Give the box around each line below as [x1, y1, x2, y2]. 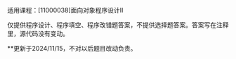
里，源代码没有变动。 [7, 30, 69, 37]
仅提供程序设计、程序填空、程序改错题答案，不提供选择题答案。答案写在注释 [7, 21, 229, 29]
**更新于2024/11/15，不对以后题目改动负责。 [7, 44, 137, 52]
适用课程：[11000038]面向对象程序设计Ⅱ [7, 6, 124, 14]
